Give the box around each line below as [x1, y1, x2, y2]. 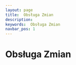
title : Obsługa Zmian [5, 12, 54, 17]
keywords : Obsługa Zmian [5, 21, 60, 27]
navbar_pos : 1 [5, 27, 36, 32]
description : [5, 17, 33, 22]
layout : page [5, 7, 33, 13]
